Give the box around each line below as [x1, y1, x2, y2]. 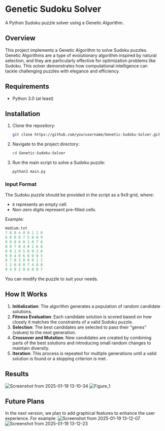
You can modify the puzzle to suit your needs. [5, 276, 99, 282]
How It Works [5, 290, 48, 298]
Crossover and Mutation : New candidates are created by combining [12, 334, 152, 340]
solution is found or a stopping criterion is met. [12, 356, 107, 362]
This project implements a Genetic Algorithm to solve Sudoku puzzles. [5, 47, 148, 53]
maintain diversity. [12, 345, 50, 351]
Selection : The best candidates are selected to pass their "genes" [12, 324, 147, 330]
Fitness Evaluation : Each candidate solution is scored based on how [12, 314, 152, 320]
